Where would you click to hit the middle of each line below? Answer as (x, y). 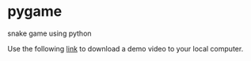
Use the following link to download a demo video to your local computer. (125, 48)
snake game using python (49, 33)
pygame (35, 11)
